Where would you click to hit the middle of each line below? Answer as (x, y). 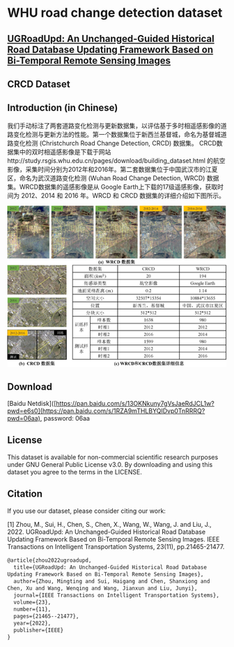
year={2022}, (32, 623)
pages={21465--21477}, (46, 616)
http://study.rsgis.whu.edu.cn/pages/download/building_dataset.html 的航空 (116, 160)
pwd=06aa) (24, 419)
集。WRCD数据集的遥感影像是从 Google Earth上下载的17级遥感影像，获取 (112, 187)
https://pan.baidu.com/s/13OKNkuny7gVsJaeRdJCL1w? (135, 404)
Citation (25, 494)
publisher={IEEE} (39, 630)
